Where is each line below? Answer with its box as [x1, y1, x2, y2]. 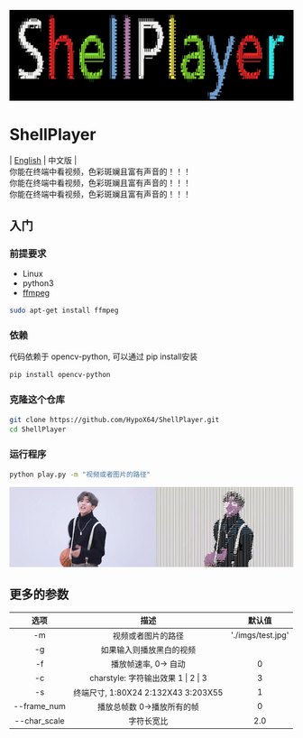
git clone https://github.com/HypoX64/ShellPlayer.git [9, 416, 220, 425]
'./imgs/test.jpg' [230, 630, 289, 641]
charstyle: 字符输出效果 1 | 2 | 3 [89, 673, 207, 684]
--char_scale [14, 715, 65, 726]
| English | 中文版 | [9, 155, 78, 166]
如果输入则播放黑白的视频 [100, 644, 197, 655]
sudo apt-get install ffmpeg [9, 306, 119, 316]
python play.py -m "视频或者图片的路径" [9, 470, 151, 479]
